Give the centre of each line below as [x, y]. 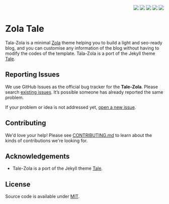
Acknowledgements [37, 156]
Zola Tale [25, 29]
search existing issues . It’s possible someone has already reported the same [84, 92]
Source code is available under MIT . [43, 196]
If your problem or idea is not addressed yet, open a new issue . [71, 107]
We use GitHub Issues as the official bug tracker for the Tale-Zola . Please [82, 87]
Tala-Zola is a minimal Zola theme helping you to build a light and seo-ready [84, 42]
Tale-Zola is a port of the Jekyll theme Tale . [58, 168]
